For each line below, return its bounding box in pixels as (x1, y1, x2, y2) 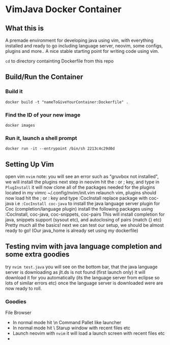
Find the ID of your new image (5, 111, 80, 118)
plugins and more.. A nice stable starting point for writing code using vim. (5, 48, 159, 54)
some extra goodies (5, 250, 70, 259)
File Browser (5, 309, 32, 316)
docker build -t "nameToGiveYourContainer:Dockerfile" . (5, 99, 129, 105)
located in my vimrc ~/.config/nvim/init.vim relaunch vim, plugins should (5, 190, 157, 196)
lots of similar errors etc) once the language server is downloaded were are (5, 280, 163, 286)
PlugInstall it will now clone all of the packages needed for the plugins (5, 184, 155, 190)
